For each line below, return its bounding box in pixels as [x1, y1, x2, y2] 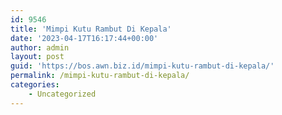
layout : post [10, 52, 65, 62]
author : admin [10, 42, 70, 53]
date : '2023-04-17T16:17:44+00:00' [10, 33, 159, 43]
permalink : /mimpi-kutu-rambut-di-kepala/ [10, 71, 190, 81]
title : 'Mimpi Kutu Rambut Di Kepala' [10, 24, 172, 34]
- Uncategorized [28, 89, 97, 99]
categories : [10, 80, 60, 90]
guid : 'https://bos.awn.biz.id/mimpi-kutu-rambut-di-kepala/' [10, 61, 275, 71]
